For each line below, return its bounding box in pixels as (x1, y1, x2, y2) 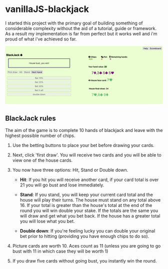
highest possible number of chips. (5, 132, 75, 138)
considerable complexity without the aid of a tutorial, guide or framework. (5, 25, 156, 31)
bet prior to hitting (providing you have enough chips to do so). (19, 233, 149, 239)
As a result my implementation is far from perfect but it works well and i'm (5, 30, 157, 36)
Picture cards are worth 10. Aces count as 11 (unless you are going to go (12, 243, 161, 249)
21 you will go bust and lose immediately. (19, 182, 104, 188)
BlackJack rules (5, 114, 56, 122)
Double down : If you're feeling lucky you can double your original (19, 228, 155, 234)
